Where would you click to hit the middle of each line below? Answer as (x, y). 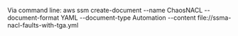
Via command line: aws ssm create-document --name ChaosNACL (105, 10)
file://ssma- (214, 18)
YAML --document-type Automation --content (128, 18)
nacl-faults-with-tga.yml (43, 25)
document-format (33, 18)
